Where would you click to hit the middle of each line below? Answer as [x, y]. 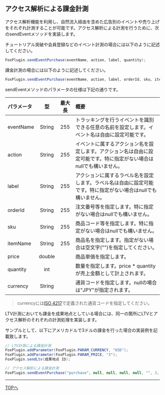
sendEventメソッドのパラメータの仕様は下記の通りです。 [63, 89]
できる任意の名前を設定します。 [112, 127]
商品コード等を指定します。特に [112, 223]
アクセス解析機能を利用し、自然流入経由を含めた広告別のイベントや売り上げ [82, 22]
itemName [19, 243]
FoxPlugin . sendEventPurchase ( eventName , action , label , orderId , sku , [79, 79]
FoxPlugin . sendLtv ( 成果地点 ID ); [38, 359]
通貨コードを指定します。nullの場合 [116, 283]
